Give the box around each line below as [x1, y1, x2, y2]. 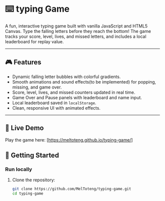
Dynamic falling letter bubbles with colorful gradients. [12, 74, 121, 80]
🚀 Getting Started [5, 151, 59, 159]
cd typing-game [12, 191, 44, 196]
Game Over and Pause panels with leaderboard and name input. [12, 94, 142, 100]
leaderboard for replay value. [5, 38, 64, 44]
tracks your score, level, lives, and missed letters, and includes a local [5, 33, 146, 39]
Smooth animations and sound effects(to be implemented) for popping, [12, 79, 156, 85]
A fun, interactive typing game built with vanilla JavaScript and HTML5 [5, 23, 148, 29]
